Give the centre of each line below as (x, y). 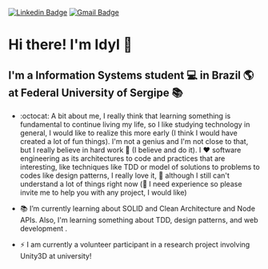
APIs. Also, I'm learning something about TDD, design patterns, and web (139, 220)
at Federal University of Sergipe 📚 (96, 92)
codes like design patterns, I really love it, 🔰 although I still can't (125, 175)
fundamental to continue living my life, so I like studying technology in (135, 124)
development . (44, 229)
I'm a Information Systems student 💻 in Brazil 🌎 (131, 75)
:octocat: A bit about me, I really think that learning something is (125, 116)
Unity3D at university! (56, 256)
